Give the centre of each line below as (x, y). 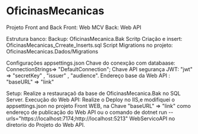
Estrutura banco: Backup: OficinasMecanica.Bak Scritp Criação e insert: (94, 39)
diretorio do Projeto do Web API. (45, 125)
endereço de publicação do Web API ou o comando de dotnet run (87, 112)
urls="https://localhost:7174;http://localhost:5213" (67, 118)
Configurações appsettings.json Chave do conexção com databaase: (91, 63)
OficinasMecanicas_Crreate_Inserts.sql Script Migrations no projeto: (90, 45)
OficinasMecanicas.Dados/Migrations (52, 51)
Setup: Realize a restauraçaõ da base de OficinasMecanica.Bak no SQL (94, 93)
